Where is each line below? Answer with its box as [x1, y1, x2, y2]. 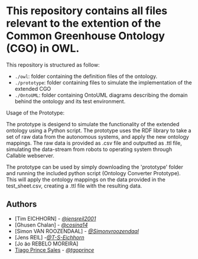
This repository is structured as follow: [6, 61, 100, 68]
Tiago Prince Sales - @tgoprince [14, 246, 95, 253]
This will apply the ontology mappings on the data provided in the [6, 176, 165, 183]
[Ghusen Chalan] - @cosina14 [14, 221, 88, 228]
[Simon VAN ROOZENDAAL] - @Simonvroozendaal [14, 227, 139, 234]
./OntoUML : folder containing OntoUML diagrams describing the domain [14, 91, 188, 99]
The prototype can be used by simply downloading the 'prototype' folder [6, 163, 183, 171]
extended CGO [14, 85, 51, 92]
